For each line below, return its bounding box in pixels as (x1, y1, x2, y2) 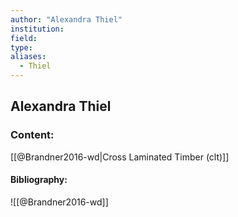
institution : (10, 24, 65, 34)
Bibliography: (10, 174, 68, 186)
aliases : (10, 52, 47, 62)
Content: (10, 128, 55, 142)
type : (10, 42, 33, 53)
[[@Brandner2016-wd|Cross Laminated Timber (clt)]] (10, 151, 230, 163)
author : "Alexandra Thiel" (10, 14, 123, 25)
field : (10, 33, 38, 43)
